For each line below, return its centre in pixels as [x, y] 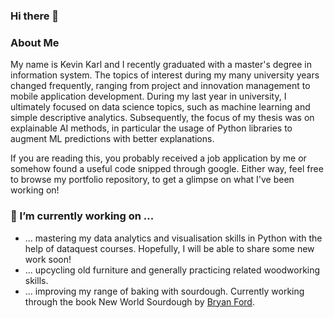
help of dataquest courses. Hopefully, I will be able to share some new [169, 248]
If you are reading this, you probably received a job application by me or [158, 158]
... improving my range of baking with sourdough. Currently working [164, 291]
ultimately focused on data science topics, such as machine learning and [160, 107]
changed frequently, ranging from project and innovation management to [160, 86]
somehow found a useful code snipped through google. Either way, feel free [167, 169]
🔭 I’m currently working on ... [82, 216]
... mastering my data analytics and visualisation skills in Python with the [173, 238]
